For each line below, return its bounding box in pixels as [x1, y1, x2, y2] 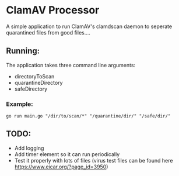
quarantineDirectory [14, 79, 63, 86]
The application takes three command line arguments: [6, 61, 136, 68]
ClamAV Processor [6, 4, 100, 17]
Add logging [14, 144, 44, 151]
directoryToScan [14, 73, 55, 80]
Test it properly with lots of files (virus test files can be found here [14, 157, 173, 164]
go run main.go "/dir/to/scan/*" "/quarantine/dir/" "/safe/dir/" [6, 113, 171, 119]
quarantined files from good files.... [6, 29, 90, 36]
